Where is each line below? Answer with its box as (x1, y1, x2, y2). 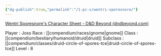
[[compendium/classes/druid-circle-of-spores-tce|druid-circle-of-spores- (5, 40, 157, 46)
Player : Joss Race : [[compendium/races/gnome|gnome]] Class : (5, 30, 138, 36)
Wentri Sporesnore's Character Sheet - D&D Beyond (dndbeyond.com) (5, 20, 149, 26)
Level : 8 (15, 45, 34, 51)
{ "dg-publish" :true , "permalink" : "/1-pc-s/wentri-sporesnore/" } (5, 7, 138, 12)
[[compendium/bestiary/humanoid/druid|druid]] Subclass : (5, 35, 124, 41)
